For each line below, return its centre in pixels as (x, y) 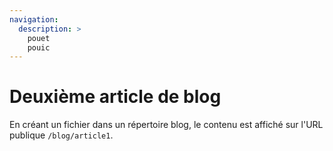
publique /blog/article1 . (61, 135)
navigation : (34, 19)
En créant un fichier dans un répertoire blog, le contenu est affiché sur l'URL (166, 125)
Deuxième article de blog (115, 97)
